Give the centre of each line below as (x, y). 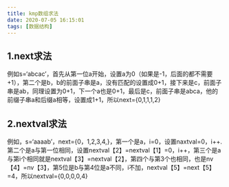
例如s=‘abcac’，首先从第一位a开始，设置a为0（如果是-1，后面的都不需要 (110, 74)
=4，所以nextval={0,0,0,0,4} (47, 176)
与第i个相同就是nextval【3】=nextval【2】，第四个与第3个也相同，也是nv (110, 159)
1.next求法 (30, 56)
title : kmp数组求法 (33, 13)
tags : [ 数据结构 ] (30, 26)
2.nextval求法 (37, 124)
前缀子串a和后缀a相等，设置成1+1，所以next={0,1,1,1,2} (84, 100)
